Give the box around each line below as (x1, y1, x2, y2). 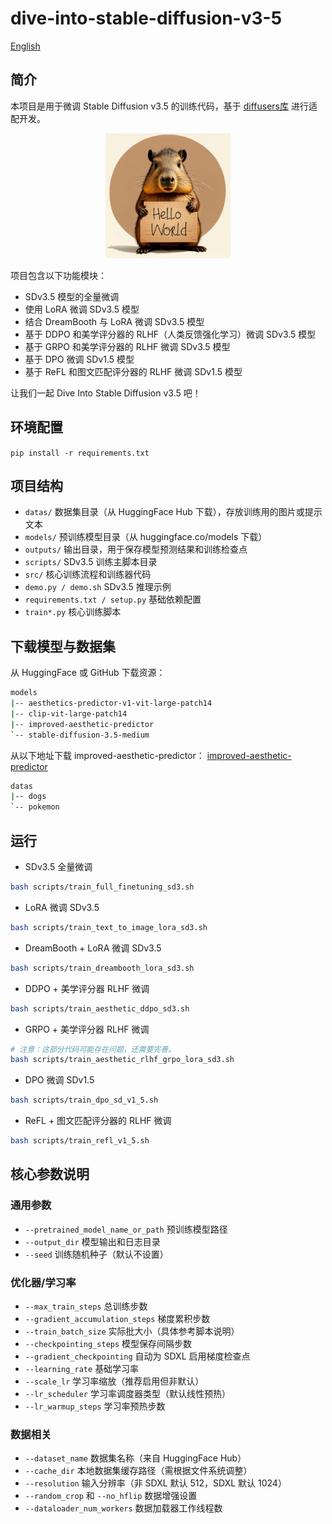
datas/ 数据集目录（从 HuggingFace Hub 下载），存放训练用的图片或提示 (24, 506, 323, 518)
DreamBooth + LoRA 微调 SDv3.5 (24, 942, 162, 954)
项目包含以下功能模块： (10, 269, 107, 281)
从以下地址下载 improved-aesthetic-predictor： (10, 749, 205, 761)
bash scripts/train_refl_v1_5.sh (10, 1136, 150, 1146)
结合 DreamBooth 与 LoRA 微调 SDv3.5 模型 (24, 315, 205, 327)
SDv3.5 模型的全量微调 (24, 290, 120, 302)
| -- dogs (10, 792, 47, 802)
